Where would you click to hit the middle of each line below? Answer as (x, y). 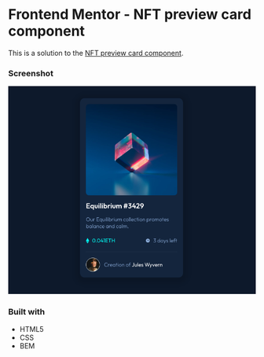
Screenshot (31, 73)
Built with (27, 312)
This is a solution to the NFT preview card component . (96, 53)
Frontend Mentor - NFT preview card (130, 15)
